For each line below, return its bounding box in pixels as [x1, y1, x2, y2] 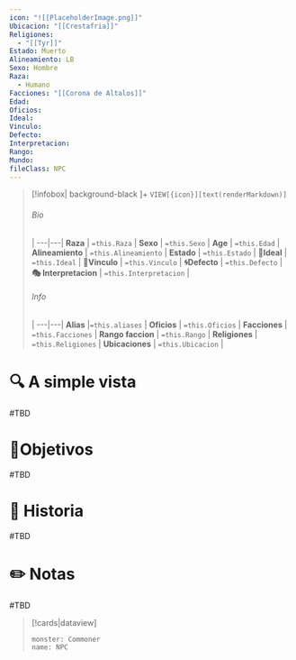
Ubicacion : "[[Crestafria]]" [9, 22, 119, 31]
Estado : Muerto [9, 47, 67, 56]
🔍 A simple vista [9, 371, 137, 392]
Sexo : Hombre [9, 64, 58, 73]
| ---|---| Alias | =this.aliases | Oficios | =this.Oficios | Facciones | [31, 319, 288, 330]
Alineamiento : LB [9, 55, 75, 64]
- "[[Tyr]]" [17, 38, 63, 48]
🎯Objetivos [9, 439, 94, 460]
